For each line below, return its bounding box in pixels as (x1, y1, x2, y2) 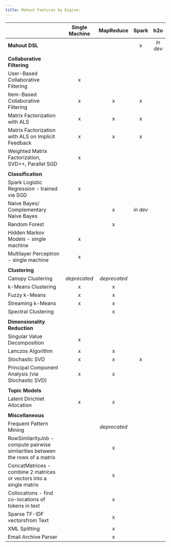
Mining (8, 426, 24, 433)
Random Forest (8, 221, 44, 228)
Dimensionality (8, 318, 45, 325)
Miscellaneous (8, 412, 44, 419)
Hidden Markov (8, 229, 45, 236)
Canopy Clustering (8, 275, 52, 282)
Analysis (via (8, 370, 39, 377)
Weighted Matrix (8, 147, 47, 154)
